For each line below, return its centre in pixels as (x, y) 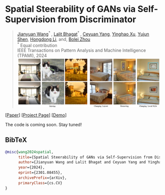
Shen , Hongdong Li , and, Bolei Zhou (54, 39)
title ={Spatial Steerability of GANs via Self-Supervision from (85, 157)
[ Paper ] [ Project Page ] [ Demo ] (36, 115)
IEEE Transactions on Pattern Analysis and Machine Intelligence (82, 51)
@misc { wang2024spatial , (29, 152)
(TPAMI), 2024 (32, 56)
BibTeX (16, 140)
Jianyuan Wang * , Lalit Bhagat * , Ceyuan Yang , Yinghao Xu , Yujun (83, 33)
